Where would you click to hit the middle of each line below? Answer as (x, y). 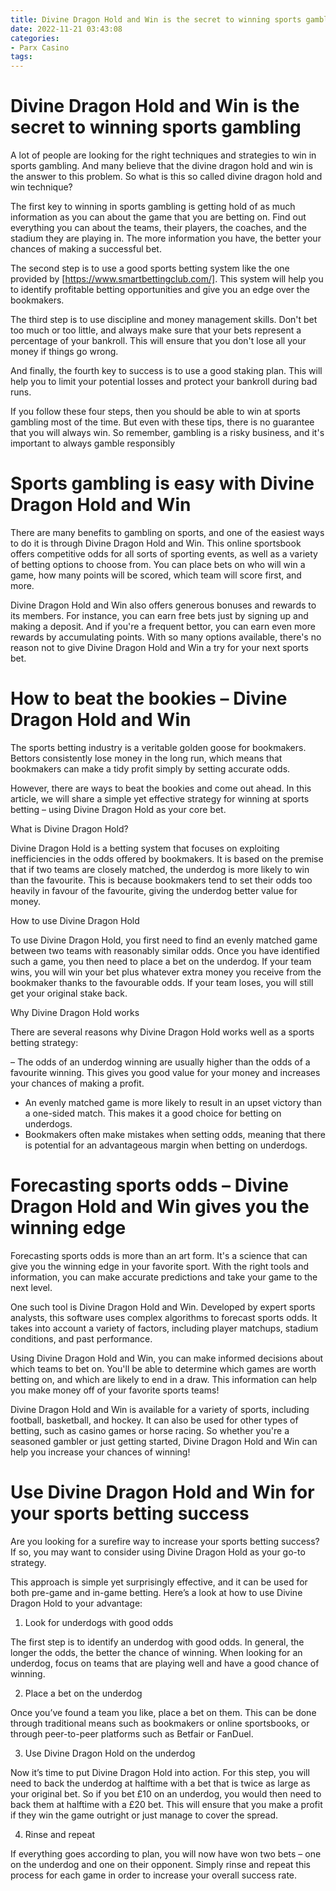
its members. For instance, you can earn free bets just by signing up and (159, 615)
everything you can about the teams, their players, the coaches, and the (158, 228)
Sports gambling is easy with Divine (162, 483)
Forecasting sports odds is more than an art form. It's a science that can (159, 1255)
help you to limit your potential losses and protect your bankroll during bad (164, 382)
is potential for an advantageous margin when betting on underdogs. (166, 1145)
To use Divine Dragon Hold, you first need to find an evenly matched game (164, 940)
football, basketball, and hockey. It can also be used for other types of (154, 1420)
